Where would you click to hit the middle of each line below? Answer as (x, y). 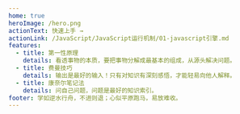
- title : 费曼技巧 (44, 68)
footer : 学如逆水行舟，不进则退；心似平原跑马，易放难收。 (95, 98)
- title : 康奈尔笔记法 (50, 83)
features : (25, 46)
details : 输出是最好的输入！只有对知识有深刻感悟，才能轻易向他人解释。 (129, 75)
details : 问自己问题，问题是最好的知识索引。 (91, 90)
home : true (27, 16)
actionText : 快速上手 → (46, 31)
